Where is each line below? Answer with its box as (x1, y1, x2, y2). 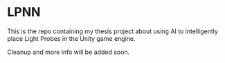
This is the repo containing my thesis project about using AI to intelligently (7, 27, 218, 35)
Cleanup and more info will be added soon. (7, 48, 130, 56)
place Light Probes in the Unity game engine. (7, 34, 136, 42)
